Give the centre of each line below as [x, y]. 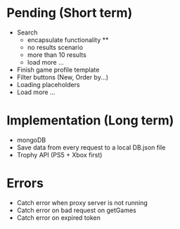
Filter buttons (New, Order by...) [63, 77]
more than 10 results [57, 55]
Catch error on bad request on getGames [76, 210]
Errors [25, 183]
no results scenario [55, 47]
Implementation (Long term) [90, 120]
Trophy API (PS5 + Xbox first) [59, 155]
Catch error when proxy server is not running [82, 202]
